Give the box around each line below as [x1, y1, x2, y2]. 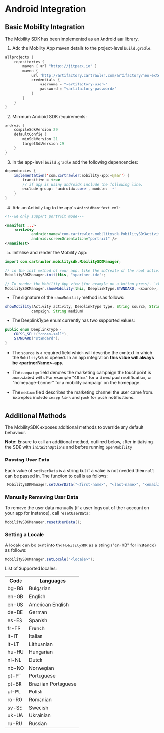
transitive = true [22, 177, 60, 183]
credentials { [31, 77, 60, 83]
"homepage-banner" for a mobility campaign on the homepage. [12, 379, 141, 385]
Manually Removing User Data [5, 494, 79, 501]
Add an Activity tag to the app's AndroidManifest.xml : [12, 204, 120, 210]
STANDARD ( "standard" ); [14, 336, 60, 341]
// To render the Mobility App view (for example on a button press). [5, 281, 152, 286]
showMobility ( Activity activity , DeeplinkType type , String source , [5, 304, 147, 309]
